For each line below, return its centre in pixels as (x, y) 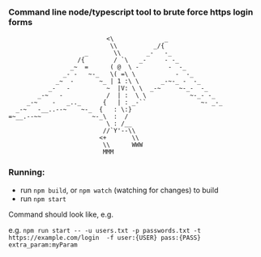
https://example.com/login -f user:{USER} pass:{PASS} (105, 238)
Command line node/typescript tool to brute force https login (131, 12)
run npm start (43, 198)
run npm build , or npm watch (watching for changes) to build (119, 190)
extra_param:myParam (43, 245)
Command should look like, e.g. (61, 214)
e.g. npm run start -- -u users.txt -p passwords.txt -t (105, 230)
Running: (27, 172)
